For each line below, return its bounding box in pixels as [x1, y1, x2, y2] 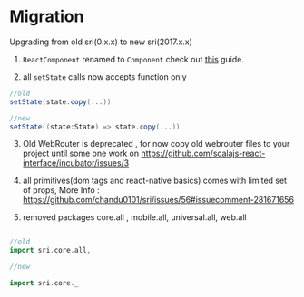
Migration [9, 6, 84, 27]
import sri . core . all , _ [9, 246, 95, 255]
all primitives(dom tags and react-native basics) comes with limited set [22, 175, 288, 187]
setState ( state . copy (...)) [9, 97, 112, 106]
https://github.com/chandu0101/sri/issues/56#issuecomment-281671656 [22, 195, 295, 206]
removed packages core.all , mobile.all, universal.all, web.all [22, 212, 247, 223]
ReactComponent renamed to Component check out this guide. [22, 53, 245, 64]
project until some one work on [22, 148, 140, 159]
